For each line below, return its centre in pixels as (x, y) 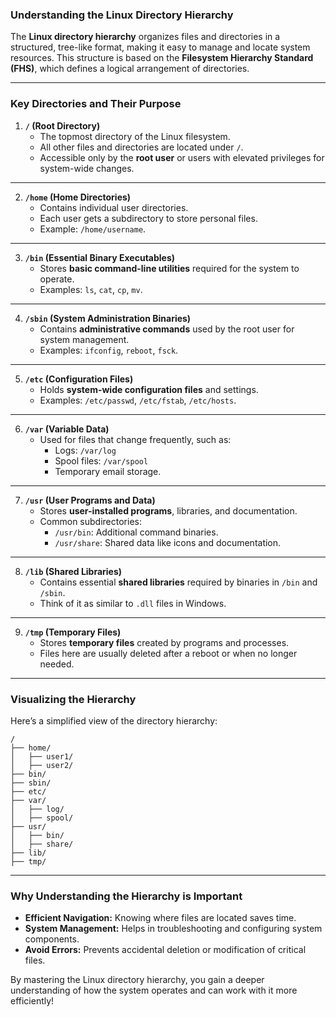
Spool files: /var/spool (101, 460)
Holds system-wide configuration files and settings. (149, 389)
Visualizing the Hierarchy (73, 699)
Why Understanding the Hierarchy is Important (126, 896)
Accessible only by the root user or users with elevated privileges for (182, 157)
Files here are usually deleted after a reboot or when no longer (168, 653)
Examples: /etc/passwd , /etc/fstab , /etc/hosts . (138, 400)
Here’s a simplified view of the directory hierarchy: (114, 720)
